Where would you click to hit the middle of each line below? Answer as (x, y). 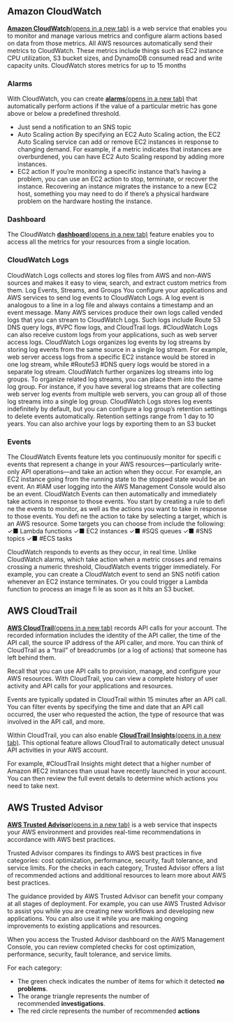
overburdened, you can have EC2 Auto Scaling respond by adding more (121, 157)
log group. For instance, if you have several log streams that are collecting (114, 386)
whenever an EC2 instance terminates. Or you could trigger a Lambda (108, 582)
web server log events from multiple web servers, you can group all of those (117, 394)
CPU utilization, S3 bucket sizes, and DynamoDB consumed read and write (115, 58)
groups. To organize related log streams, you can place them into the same (115, 379)
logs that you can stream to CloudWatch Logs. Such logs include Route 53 (114, 320)
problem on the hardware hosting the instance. (85, 201)
